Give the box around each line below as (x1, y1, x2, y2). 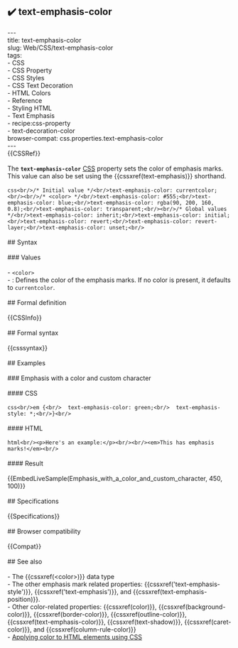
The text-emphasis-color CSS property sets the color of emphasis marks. (7, 164, 224, 173)
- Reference (7, 96, 43, 104)
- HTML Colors (7, 88, 51, 97)
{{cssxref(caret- (184, 617, 232, 626)
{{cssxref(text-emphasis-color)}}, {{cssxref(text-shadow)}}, (7, 617, 183, 626)
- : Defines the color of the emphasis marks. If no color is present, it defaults (7, 276, 231, 284)
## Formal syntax (7, 328, 59, 337)
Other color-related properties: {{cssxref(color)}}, (11, 603, 157, 611)
